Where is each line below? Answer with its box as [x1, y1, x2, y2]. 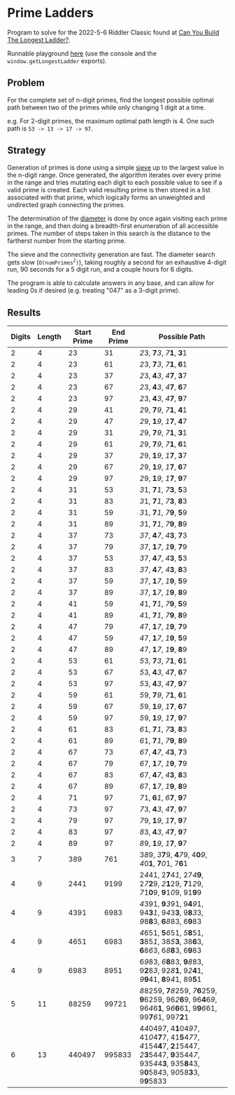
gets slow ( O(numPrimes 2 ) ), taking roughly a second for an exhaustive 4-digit [7, 258, 227, 266]
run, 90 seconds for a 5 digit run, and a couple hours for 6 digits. [7, 265, 194, 274]
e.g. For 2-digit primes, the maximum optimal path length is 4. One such [7, 117, 215, 125]
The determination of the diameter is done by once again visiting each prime [7, 214, 227, 223]
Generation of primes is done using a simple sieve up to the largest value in [7, 163, 225, 171]
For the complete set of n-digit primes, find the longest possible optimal [7, 95, 215, 104]
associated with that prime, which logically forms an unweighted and [7, 193, 206, 201]
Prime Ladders [7, 5, 94, 21]
